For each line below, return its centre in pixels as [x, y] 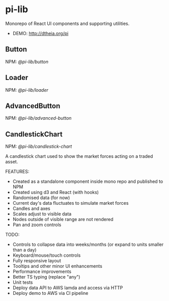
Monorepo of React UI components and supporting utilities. [67, 23]
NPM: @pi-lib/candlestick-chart [39, 147]
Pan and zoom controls [37, 225]
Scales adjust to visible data [42, 214]
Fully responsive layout [37, 261]
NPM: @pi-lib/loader [27, 90]
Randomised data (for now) [41, 198]
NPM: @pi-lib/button [27, 62]
